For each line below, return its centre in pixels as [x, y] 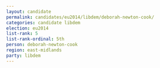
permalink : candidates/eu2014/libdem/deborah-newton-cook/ [80, 17]
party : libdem [24, 56]
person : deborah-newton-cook [42, 45]
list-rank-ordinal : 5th [35, 39]
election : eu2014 [27, 28]
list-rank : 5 [22, 34]
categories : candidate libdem [43, 22]
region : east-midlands [34, 50]
